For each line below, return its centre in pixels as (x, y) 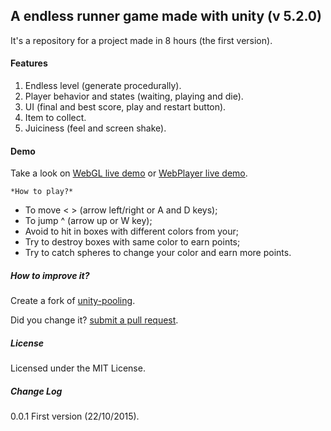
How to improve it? (50, 275)
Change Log (36, 391)
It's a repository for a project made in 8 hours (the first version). (141, 40)
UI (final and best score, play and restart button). (125, 107)
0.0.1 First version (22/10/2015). (75, 416)
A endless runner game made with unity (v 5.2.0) (166, 16)
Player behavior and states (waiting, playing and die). (134, 96)
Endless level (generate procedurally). (103, 86)
